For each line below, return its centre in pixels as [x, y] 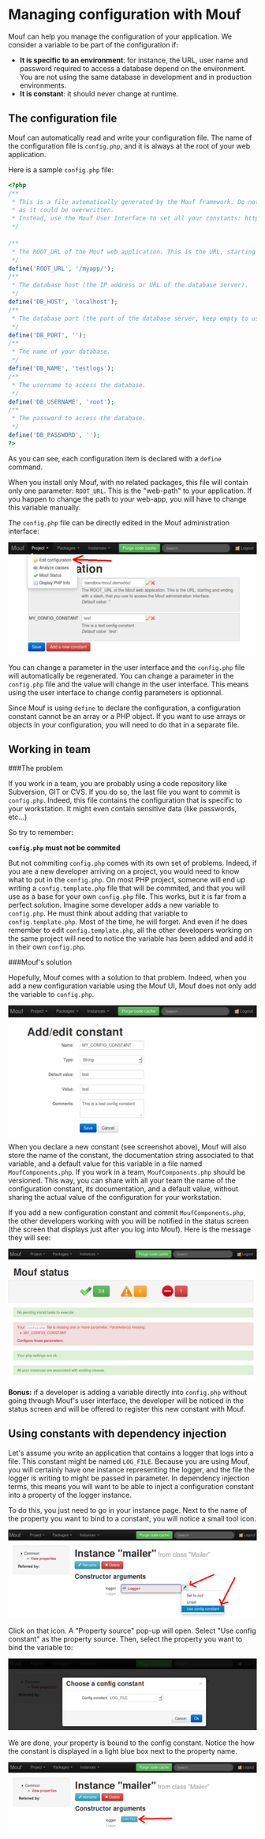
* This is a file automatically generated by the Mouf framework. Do [128, 202]
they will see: [30, 1238]
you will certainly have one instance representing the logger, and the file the [131, 1469]
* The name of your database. [61, 352]
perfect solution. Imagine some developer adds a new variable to [114, 905]
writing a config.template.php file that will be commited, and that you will [127, 888]
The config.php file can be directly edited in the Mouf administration [119, 522]
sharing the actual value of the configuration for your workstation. [115, 1198]
